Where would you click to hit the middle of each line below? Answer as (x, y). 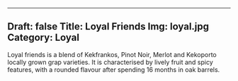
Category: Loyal (44, 38)
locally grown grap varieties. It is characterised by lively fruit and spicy (110, 62)
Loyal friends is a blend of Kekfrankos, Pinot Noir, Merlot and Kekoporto (112, 54)
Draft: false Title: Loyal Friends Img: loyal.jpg (108, 26)
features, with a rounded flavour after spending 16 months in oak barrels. (114, 69)
